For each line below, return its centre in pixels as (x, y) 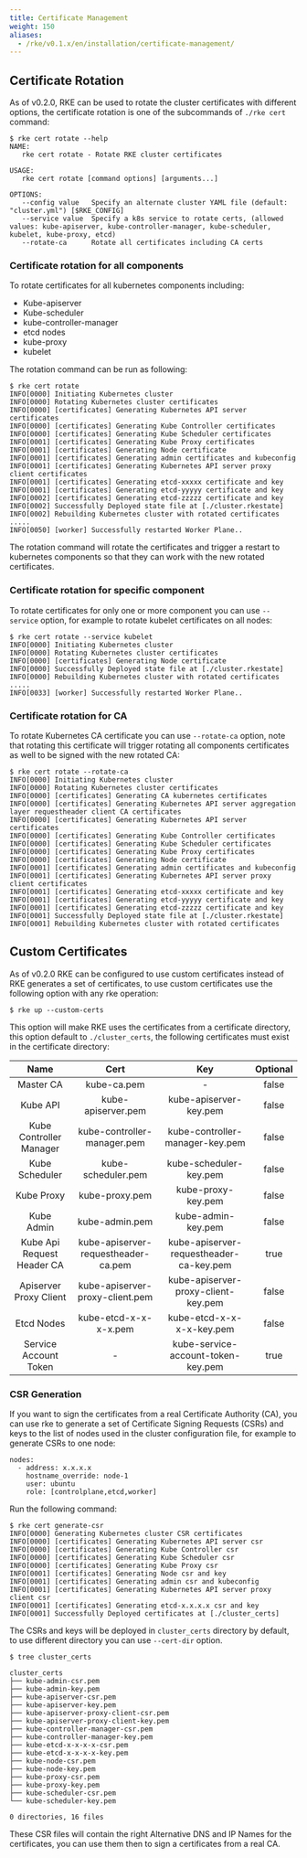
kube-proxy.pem (116, 1195)
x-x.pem (115, 1329)
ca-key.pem (205, 1265)
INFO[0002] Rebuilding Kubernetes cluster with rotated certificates (145, 514)
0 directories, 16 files (57, 1817)
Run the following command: (63, 1509)
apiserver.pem (115, 1110)
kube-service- (205, 1343)
